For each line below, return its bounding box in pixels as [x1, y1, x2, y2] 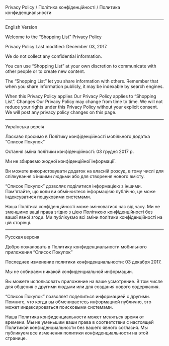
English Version [5, 24, 38, 30]
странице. [5, 335, 27, 341]
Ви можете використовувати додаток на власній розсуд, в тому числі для [5, 168, 164, 174]
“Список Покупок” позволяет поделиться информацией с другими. [5, 294, 150, 299]
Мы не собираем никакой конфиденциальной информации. [5, 269, 133, 275]
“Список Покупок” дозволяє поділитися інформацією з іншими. [5, 183, 142, 189]
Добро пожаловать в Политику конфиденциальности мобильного [5, 244, 147, 249]
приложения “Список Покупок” [5, 249, 73, 255]
